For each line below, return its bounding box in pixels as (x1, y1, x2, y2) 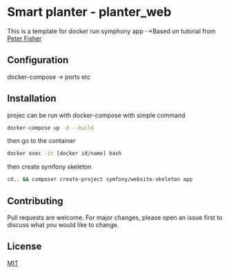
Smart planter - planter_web (7, 4, 172, 20)
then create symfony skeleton (7, 163, 92, 171)
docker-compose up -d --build (7, 124, 94, 131)
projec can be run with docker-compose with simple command (7, 111, 186, 119)
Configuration (7, 55, 69, 66)
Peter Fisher (7, 34, 42, 42)
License (7, 241, 42, 253)
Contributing (7, 195, 63, 207)
